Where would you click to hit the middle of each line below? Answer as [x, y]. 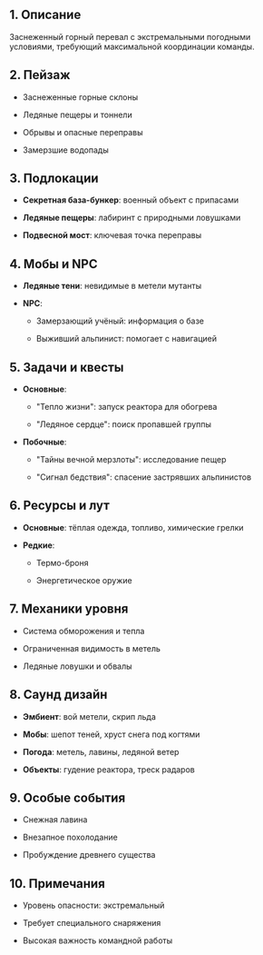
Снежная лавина [55, 820]
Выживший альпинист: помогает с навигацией [127, 339]
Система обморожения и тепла [83, 631]
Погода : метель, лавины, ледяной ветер [101, 751]
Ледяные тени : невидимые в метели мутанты [112, 286]
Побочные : [44, 442]
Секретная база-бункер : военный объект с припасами [131, 200]
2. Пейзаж [40, 75]
